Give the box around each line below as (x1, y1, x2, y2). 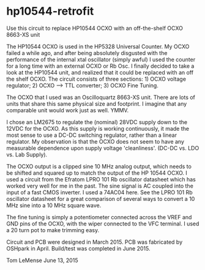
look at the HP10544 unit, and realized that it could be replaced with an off (6, 68, 194, 76)
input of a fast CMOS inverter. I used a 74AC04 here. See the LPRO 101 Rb (6, 188, 193, 196)
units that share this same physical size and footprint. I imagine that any (6, 100, 187, 108)
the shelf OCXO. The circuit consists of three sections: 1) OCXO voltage (6, 75, 187, 82)
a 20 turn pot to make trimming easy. (6, 226, 100, 233)
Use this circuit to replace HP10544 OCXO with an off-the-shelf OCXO (6, 24, 184, 32)
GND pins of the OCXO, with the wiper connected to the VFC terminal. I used (6, 220, 199, 227)
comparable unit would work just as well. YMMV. (6, 106, 129, 114)
